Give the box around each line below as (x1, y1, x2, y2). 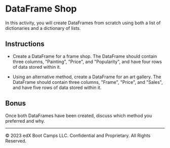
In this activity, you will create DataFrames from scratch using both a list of (5, 20, 161, 26)
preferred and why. (5, 118, 46, 124)
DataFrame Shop (5, 3, 77, 15)
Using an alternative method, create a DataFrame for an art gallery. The (12, 74, 161, 80)
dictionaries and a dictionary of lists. (5, 25, 81, 31)
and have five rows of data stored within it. (12, 84, 102, 90)
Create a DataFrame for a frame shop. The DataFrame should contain (12, 53, 157, 59)
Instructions (5, 40, 45, 48)
